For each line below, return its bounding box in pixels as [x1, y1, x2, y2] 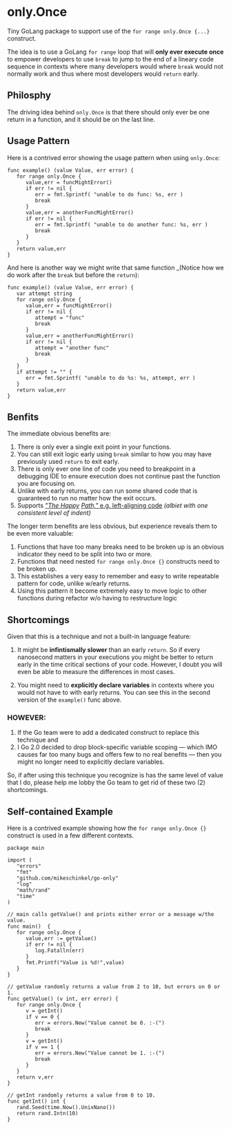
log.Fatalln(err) [34, 947, 85, 955]
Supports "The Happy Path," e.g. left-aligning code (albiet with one [17, 501, 208, 510]
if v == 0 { [25, 1014, 60, 1021]
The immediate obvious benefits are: [7, 429, 112, 438]
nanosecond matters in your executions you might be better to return [17, 653, 214, 662]
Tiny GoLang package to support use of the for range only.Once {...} [7, 27, 210, 35]
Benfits [7, 411, 39, 423]
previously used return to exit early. [17, 458, 119, 466]
